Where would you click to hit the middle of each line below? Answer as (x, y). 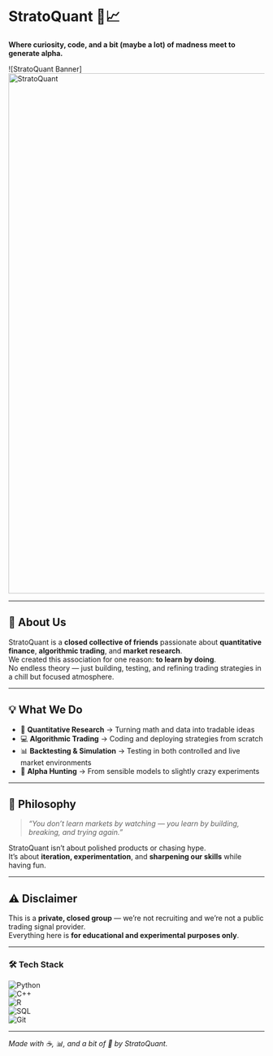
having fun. (27, 865)
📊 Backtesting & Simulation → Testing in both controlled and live (130, 750)
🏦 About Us (37, 622)
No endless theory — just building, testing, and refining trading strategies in (135, 667)
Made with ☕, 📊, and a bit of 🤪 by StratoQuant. (88, 1044)
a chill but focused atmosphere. (61, 676)
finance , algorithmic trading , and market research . (95, 650)
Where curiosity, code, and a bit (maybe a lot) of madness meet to (122, 44)
